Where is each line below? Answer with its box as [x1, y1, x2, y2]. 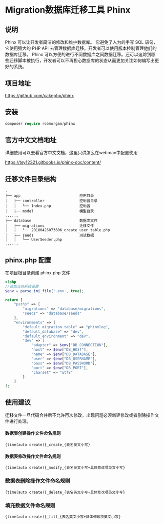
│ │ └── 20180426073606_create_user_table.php [5, 228, 110, 233]
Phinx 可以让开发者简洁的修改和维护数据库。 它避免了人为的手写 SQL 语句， [5, 40, 158, 45]
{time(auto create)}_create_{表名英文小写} [5, 443, 90, 447]
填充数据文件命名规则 [5, 502, 55, 509]
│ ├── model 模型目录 [5, 209, 94, 214]
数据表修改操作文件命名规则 [5, 453, 61, 459]
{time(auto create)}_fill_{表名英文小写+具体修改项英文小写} [5, 514, 121, 519]
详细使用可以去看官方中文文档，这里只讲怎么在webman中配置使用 [5, 150, 138, 156]
